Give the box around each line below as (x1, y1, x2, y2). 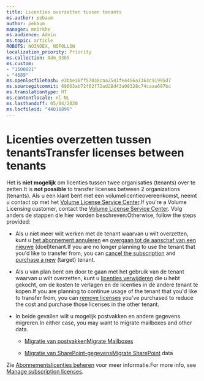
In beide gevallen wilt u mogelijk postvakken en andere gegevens (15, 313, 181, 320)
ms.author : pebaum (6, 15, 53, 21)
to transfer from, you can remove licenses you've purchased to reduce (15, 294, 194, 302)
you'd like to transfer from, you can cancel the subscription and (15, 249, 176, 257)
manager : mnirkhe (6, 26, 51, 33)
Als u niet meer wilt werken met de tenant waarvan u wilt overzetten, (15, 230, 189, 237)
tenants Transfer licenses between (6, 146, 184, 160)
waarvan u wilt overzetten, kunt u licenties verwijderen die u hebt (15, 275, 180, 282)
